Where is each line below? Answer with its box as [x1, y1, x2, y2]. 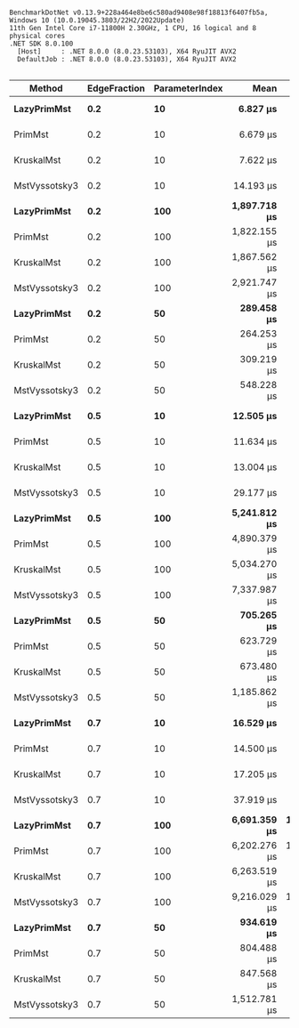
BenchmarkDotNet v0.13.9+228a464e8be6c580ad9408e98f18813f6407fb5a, [9, 8, 269, 17]
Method [28, 82, 64, 94]
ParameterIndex [153, 82, 223, 94]
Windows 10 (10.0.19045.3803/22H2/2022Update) [9, 16, 185, 25]
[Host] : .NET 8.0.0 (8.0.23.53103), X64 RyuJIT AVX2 [17, 47, 238, 56]
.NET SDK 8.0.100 [9, 39, 74, 48]
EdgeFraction [87, 82, 145, 94]
